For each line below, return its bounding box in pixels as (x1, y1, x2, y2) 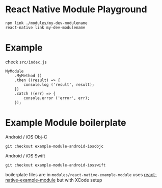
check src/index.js (5, 59, 47, 65)
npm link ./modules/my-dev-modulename (5, 20, 88, 26)
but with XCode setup (57, 177, 102, 183)
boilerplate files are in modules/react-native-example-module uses (5, 171, 143, 177)
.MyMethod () (14, 73, 42, 78)
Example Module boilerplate (5, 117, 126, 129)
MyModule (5, 68, 24, 74)
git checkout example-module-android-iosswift (5, 162, 106, 168)
